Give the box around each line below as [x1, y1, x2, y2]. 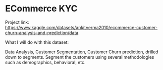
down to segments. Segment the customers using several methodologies [5, 54, 155, 60]
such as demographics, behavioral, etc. [5, 59, 86, 65]
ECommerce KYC [5, 3, 78, 14]
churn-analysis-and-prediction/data [5, 30, 79, 35]
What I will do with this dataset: [5, 39, 69, 45]
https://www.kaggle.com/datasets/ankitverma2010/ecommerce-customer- [5, 24, 158, 30]
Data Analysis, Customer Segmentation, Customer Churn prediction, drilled [5, 49, 159, 55]
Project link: [5, 19, 30, 25]
